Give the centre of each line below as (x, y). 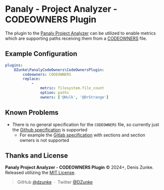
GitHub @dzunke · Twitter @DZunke (55, 182)
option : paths (55, 93)
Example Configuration (41, 54)
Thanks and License (37, 155)
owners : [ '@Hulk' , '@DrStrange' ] (74, 97)
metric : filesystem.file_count (72, 88)
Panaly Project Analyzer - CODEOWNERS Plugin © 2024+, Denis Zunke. (79, 167)
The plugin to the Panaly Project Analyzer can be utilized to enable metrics (81, 33)
